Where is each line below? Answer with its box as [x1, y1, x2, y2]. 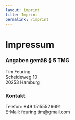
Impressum [5, 39, 55, 50]
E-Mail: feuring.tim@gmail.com [5, 109, 70, 115]
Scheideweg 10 [5, 74, 37, 80]
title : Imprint [5, 12, 38, 17]
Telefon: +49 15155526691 [5, 104, 61, 110]
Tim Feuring [5, 68, 31, 74]
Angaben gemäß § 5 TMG [5, 57, 70, 64]
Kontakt [5, 92, 26, 99]
